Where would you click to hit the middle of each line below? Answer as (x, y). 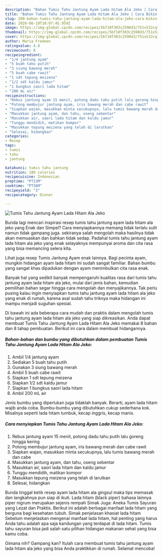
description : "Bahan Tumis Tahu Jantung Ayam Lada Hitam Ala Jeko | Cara (81, 9)
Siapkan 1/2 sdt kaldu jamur (40, 383)
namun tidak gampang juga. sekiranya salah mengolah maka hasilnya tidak (80, 233)
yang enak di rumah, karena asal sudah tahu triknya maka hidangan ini (75, 298)
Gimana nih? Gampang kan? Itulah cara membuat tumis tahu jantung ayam (79, 543)
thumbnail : (16, 32)
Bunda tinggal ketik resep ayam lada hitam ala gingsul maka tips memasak (79, 492)
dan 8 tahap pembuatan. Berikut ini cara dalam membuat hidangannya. (76, 328)
